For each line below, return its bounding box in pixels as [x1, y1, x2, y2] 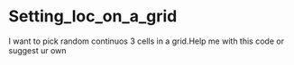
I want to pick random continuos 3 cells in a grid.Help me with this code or [8, 36, 285, 46]
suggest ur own [8, 45, 67, 55]
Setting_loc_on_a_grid [8, 6, 178, 27]
